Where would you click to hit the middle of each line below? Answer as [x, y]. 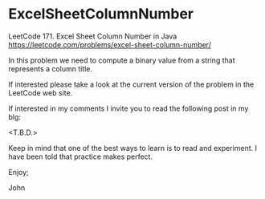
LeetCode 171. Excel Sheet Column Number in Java [93, 36]
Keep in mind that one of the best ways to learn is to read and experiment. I [133, 148]
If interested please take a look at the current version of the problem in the [131, 84]
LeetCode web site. [41, 92]
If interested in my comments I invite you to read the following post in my [128, 108]
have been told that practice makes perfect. [81, 156]
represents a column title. [51, 68]
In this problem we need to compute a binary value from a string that [122, 60]
